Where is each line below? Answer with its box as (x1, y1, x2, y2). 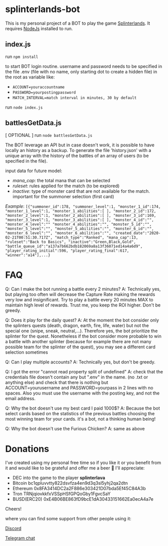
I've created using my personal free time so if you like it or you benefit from (5, 459, 161, 466)
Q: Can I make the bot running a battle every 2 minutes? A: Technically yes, (5, 286, 161, 292)
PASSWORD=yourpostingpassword (12, 90, 76, 95)
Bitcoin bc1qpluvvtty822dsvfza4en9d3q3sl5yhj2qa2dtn (12, 480, 128, 486)
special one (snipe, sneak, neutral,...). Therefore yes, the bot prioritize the (5, 328, 158, 334)
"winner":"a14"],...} (5, 253, 51, 258)
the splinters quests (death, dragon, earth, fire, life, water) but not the (5, 322, 149, 328)
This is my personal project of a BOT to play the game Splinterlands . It (5, 20, 150, 26)
